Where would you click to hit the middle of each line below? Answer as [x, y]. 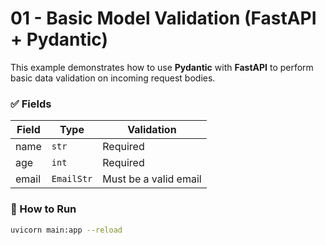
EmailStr [72, 179]
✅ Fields [31, 104]
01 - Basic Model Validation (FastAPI [163, 18]
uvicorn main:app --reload [66, 230]
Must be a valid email [152, 179]
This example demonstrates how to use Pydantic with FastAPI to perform [162, 67]
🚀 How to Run [43, 209]
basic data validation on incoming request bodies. [113, 78]
